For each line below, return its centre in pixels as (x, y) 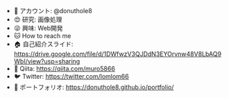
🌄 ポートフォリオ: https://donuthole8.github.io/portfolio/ (94, 87)
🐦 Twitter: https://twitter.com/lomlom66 (71, 76)
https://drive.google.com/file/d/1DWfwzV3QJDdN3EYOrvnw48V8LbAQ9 (118, 54)
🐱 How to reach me (42, 36)
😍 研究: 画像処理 (38, 19)
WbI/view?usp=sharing (47, 61)
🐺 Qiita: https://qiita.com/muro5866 (65, 69)
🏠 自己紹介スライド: (43, 44)
